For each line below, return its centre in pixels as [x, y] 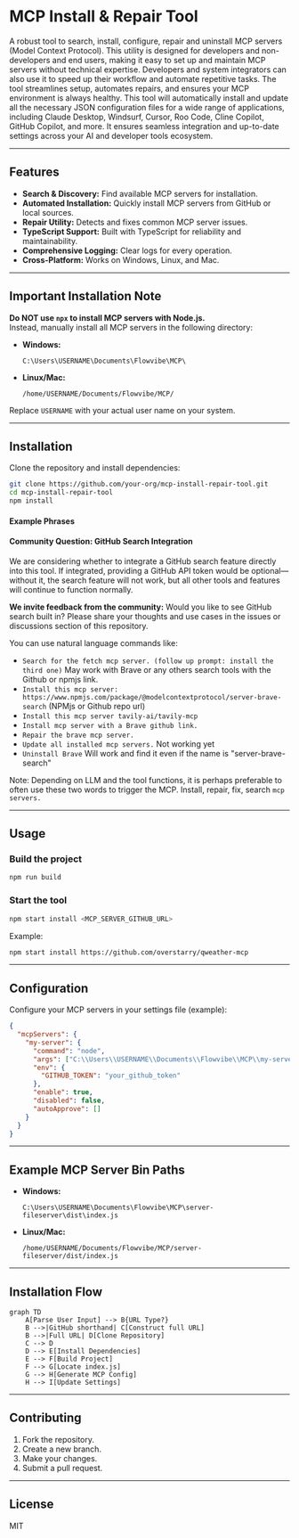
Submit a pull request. [62, 1468]
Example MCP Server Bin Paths [97, 1170]
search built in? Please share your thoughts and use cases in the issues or [145, 616]
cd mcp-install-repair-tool [61, 493]
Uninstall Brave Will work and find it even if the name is [125, 753]
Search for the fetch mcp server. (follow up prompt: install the [148, 661]
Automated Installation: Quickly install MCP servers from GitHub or [146, 203]
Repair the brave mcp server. [78, 735]
